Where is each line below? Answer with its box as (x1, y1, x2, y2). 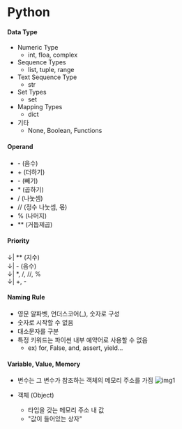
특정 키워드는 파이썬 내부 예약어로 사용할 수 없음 (17, 336, 148, 344)
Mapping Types (17, 103, 63, 111)
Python (7, 4, 50, 20)
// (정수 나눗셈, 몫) (17, 202, 68, 211)
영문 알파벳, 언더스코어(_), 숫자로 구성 (17, 309, 120, 318)
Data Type (7, 27, 38, 36)
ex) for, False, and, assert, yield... (27, 344, 123, 352)
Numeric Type (17, 43, 59, 52)
